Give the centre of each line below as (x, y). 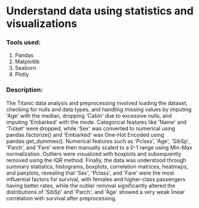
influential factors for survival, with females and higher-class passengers (96, 179)
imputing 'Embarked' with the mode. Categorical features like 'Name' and (97, 122)
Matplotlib (27, 62)
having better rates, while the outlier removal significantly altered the (91, 185)
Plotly (22, 74)
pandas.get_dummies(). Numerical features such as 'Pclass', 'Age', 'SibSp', (98, 141)
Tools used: (24, 42)
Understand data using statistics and (100, 11)
